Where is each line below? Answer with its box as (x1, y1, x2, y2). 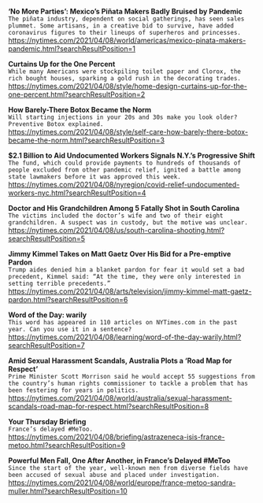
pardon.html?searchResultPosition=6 (8, 295, 128, 304)
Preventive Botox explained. (8, 120, 104, 128)
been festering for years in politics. (8, 386, 139, 394)
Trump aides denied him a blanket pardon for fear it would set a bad (8, 266, 245, 274)
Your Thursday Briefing (8, 417, 87, 426)
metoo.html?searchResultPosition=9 (8, 441, 126, 449)
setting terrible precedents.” (8, 279, 111, 287)
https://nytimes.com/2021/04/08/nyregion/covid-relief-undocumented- (8, 180, 240, 189)
